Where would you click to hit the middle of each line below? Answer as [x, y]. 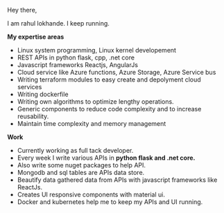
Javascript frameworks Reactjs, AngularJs [78, 65]
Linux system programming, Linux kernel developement [97, 50]
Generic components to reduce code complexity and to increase [109, 109]
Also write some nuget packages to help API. [81, 165]
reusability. [33, 116]
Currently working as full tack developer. [75, 150]
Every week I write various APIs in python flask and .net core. [106, 158]
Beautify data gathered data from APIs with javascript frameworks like [117, 180]
